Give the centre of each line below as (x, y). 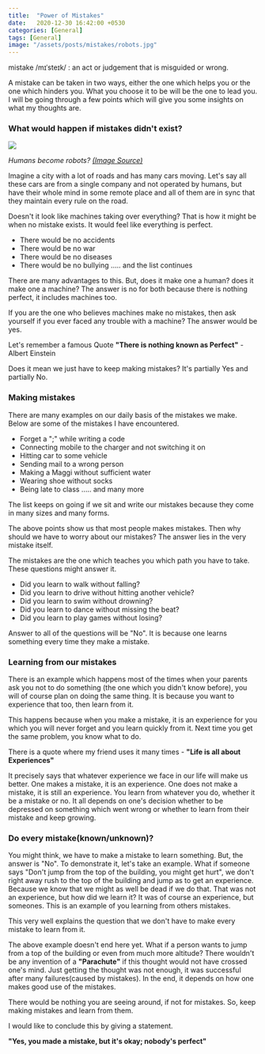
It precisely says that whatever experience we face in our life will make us (128, 775)
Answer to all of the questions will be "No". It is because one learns (118, 633)
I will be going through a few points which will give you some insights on (126, 100)
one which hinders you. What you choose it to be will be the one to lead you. (133, 91)
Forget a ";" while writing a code (72, 438)
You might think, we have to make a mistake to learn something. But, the (126, 855)
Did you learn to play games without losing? (91, 617)
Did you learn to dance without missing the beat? (99, 609)
